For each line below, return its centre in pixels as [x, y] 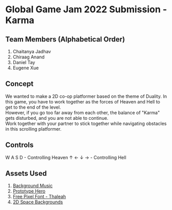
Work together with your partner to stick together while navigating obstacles [86, 123]
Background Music [33, 186]
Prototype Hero [29, 191]
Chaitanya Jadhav [32, 51]
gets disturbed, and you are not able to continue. [57, 118]
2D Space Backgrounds [38, 202]
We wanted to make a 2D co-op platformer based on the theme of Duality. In [86, 96]
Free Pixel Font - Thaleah [39, 197]
